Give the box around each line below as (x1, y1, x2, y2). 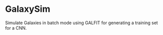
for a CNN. (5, 25, 27, 31)
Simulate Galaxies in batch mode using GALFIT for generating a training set (5, 20, 158, 26)
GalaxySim (5, 3, 50, 15)
